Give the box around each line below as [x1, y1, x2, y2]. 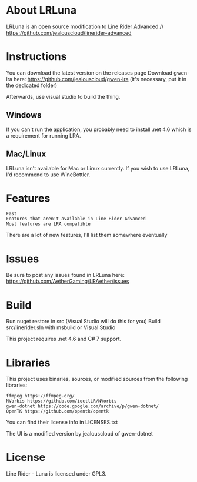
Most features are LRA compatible [6, 221, 91, 227]
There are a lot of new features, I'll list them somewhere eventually [6, 232, 168, 239]
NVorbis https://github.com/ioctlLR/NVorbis [6, 398, 117, 404]
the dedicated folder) [6, 82, 58, 89]
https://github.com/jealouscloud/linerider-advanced [6, 29, 132, 36]
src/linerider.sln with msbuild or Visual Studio [6, 324, 116, 331]
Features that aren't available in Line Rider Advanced [6, 216, 146, 222]
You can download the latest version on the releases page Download [6, 69, 172, 76]
